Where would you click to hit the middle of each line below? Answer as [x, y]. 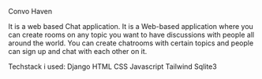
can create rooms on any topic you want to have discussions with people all [131, 35]
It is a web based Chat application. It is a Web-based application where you [131, 26]
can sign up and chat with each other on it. [78, 51]
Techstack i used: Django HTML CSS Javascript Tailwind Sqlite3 [112, 66]
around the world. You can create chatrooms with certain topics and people [131, 43]
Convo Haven [30, 11]
